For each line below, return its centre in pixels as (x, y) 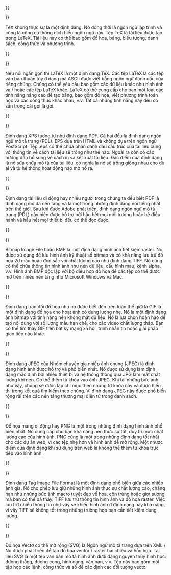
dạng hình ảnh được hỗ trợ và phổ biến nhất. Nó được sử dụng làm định (80, 369)
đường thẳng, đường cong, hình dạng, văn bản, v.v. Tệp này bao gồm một (82, 562)
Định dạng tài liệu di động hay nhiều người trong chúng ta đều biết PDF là (82, 198)
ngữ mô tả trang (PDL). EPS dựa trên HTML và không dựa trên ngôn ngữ (81, 141)
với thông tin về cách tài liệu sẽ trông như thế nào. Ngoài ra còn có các (80, 152)
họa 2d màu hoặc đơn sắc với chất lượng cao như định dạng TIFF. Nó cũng (84, 260)
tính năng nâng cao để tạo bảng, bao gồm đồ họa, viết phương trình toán (82, 95)
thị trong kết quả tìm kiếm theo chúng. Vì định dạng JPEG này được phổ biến (86, 391)
